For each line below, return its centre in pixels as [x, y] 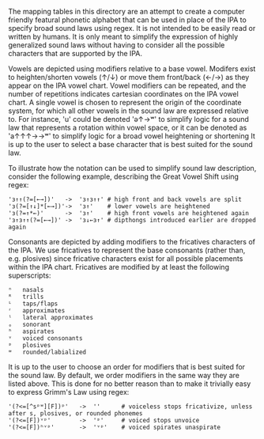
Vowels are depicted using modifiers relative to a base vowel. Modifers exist [132, 69]
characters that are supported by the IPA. [75, 53]
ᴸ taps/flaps [33, 304]
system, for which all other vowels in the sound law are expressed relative [128, 111]
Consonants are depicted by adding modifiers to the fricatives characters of [132, 242]
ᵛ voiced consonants [45, 339]
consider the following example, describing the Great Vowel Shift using [124, 176]
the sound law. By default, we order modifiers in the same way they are [124, 375]
